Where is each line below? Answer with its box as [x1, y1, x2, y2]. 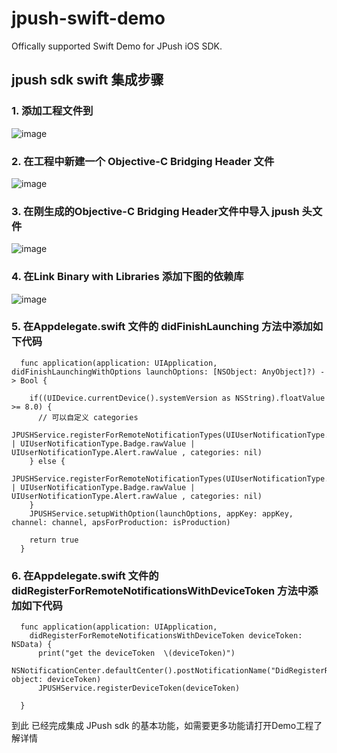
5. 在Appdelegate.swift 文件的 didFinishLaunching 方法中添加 [11, 320, 313, 334]
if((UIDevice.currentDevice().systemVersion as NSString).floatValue [29, 393, 326, 403]
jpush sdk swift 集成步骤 [11, 72, 164, 89]
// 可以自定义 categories [37, 412, 139, 422]
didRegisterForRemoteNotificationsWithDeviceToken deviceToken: [29, 631, 303, 641]
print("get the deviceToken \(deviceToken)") [37, 648, 236, 659]
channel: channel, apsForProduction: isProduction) [11, 517, 231, 527]
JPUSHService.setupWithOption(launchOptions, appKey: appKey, [29, 508, 294, 519]
